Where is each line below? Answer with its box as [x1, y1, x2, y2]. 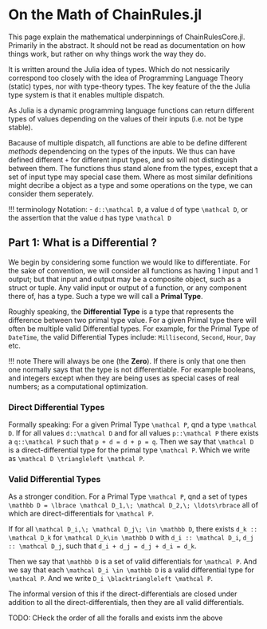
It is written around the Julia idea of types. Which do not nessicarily [8, 64, 230, 74]
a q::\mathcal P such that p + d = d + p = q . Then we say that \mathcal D [8, 437, 254, 447]
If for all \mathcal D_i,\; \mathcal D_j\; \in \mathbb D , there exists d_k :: [8, 524, 257, 534]
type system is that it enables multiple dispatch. [8, 90, 165, 99]
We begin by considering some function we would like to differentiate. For [8, 257, 251, 267]
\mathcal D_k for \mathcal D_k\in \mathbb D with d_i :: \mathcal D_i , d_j [8, 533, 254, 543]
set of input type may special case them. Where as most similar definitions [8, 172, 253, 181]
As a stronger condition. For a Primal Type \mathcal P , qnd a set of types [8, 492, 248, 501]
